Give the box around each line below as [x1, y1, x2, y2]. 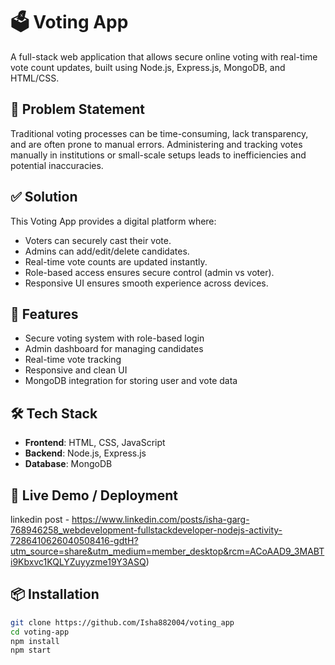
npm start [10, 645, 52, 656]
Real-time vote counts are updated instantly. [24, 255, 208, 268]
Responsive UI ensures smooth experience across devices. [24, 277, 269, 289]
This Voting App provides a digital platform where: [10, 215, 217, 227]
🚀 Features [10, 305, 79, 323]
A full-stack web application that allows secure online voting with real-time [10, 50, 318, 63]
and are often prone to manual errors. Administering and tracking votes [10, 138, 303, 150]
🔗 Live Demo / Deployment [10, 487, 179, 504]
